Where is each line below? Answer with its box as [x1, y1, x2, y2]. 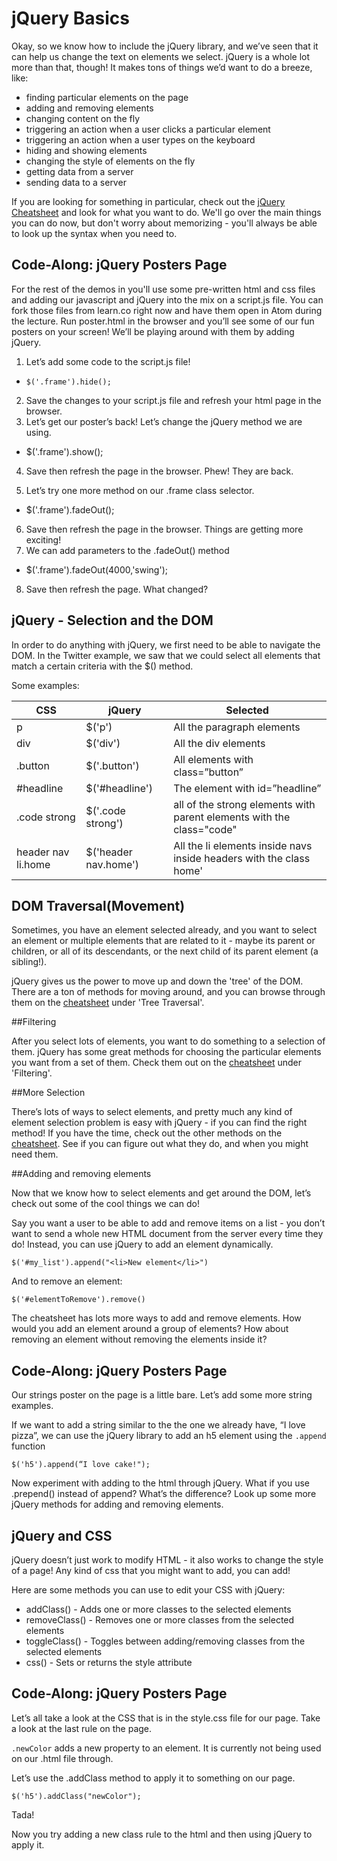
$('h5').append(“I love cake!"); [11, 1460, 151, 1470]
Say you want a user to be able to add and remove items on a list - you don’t [11, 1217, 326, 1229]
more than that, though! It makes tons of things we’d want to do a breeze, [11, 61, 313, 73]
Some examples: [11, 679, 80, 691]
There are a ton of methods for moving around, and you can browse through [11, 986, 326, 998]
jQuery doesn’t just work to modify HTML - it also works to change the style [11, 1554, 324, 1566]
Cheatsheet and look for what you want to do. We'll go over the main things [11, 206, 322, 218]
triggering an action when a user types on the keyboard [25, 133, 256, 146]
